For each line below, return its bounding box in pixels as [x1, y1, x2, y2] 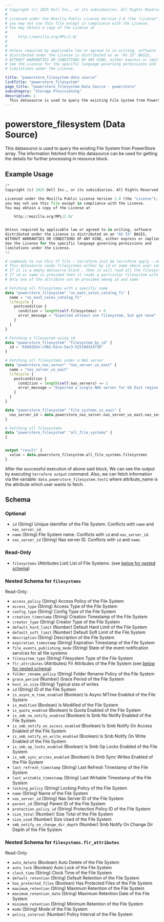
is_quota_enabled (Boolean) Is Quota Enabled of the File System [12, 707, 142, 713]
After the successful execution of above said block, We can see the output [5, 465, 155, 472]
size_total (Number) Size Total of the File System [12, 811, 113, 817]
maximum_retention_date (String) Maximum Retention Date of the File [12, 891, 150, 897]
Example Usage [5, 170, 54, 178]
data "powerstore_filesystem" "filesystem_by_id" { [5, 340, 112, 345]
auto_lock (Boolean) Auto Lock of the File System [12, 865, 112, 871]
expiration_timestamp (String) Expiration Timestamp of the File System [12, 640, 155, 646]
